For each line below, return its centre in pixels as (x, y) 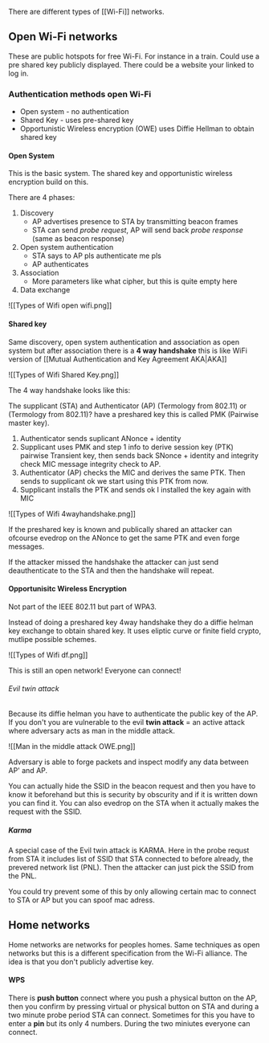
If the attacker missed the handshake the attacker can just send (114, 562)
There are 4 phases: (42, 198)
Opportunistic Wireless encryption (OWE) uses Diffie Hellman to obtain (137, 129)
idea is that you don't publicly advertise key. (81, 961)
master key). (29, 423)
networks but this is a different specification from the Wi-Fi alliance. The (128, 953)
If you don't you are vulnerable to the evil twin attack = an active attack (126, 722)
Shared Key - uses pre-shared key (77, 121)
